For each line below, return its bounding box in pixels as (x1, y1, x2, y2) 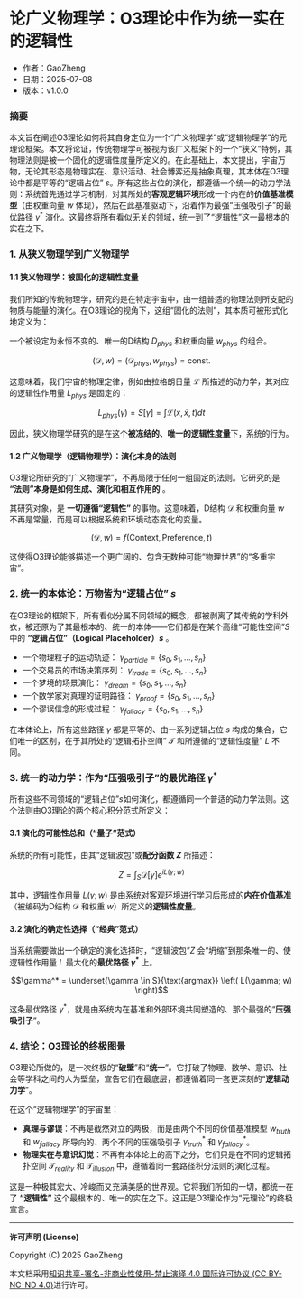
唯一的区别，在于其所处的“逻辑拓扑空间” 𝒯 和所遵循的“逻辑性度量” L (16, 735, 271, 746)
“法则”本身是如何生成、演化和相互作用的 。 (9, 484, 170, 494)
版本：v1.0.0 (22, 85, 69, 96)
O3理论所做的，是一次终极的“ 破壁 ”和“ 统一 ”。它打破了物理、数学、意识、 (9, 1061, 280, 1072)
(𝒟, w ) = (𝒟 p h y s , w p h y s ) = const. (92, 354, 211, 368)
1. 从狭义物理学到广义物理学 (9, 248, 130, 260)
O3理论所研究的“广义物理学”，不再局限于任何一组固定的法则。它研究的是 (9, 472, 280, 484)
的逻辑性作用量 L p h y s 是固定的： (9, 387, 129, 400)
